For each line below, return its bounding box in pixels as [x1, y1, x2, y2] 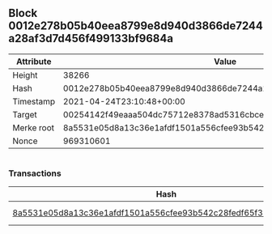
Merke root [12, 121, 55, 133]
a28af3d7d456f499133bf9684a [8, 32, 174, 45]
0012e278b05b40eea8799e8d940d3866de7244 [8, 19, 263, 33]
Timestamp [12, 96, 56, 107]
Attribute [15, 56, 52, 67]
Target [12, 108, 38, 120]
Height [12, 69, 38, 80]
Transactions [8, 168, 62, 179]
